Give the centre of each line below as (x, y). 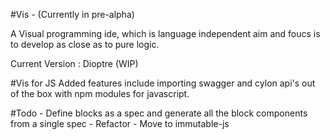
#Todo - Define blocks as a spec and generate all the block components (159, 113)
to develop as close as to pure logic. (85, 44)
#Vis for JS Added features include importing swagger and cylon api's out (163, 83)
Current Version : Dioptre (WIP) (74, 63)
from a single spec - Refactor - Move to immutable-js (120, 123)
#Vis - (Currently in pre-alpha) (72, 14)
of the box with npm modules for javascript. (100, 93)
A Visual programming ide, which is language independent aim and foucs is (165, 33)
